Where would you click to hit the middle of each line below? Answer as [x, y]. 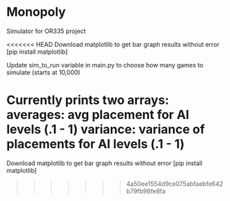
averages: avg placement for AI [98, 115]
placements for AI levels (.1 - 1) [96, 144]
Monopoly [36, 12]
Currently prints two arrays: [88, 100]
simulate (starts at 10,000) [43, 72]
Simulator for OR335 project [46, 31]
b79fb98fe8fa [146, 191]
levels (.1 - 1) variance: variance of [106, 130]
